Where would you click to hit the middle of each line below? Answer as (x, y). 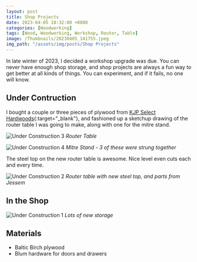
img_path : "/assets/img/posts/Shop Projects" (63, 45)
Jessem (16, 182)
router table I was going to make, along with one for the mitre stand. (88, 124)
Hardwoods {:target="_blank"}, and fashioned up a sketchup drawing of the (97, 118)
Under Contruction (41, 98)
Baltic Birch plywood (39, 247)
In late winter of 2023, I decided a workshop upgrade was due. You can (93, 61)
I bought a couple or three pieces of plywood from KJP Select (81, 112)
